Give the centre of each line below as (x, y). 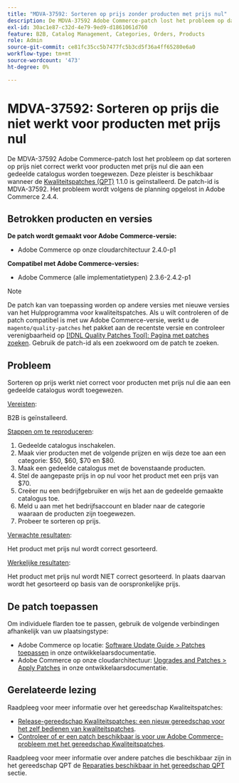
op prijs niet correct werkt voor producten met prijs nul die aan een (106, 166)
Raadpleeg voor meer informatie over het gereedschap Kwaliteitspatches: (115, 707)
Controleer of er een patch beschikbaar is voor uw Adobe (102, 736)
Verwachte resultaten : (40, 535)
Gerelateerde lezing (52, 690)
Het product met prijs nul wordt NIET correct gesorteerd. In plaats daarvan (117, 577)
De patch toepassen (53, 607)
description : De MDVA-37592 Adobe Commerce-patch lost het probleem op (116, 21)
